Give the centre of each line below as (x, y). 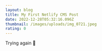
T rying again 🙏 (20, 43)
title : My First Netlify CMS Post (42, 15)
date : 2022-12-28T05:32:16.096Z (40, 19)
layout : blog (19, 10)
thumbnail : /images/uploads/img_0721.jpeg (51, 24)
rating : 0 (16, 29)
